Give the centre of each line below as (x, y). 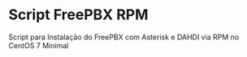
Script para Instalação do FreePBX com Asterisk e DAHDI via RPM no (124, 37)
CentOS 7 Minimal (39, 45)
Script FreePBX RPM (78, 15)
